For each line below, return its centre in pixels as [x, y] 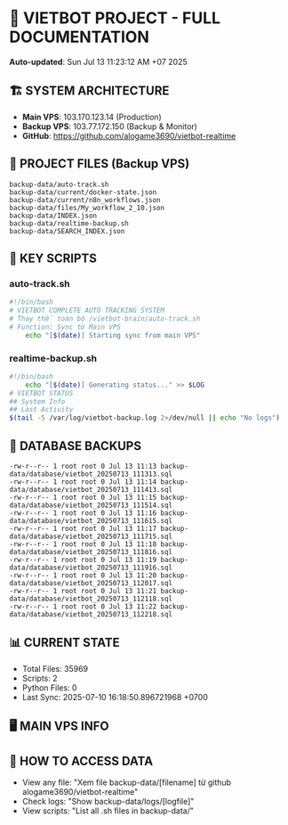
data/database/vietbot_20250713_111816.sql [91, 551]
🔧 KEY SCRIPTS [53, 258]
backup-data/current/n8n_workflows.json [85, 200]
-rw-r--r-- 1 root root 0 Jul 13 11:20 [83, 575]
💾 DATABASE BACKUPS [76, 446]
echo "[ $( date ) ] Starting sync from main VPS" [113, 335]
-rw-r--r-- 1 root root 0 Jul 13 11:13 [83, 466]
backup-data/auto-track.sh [59, 184]
